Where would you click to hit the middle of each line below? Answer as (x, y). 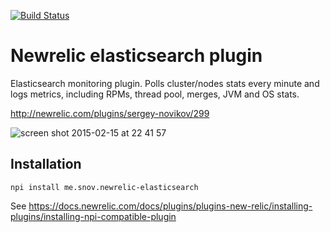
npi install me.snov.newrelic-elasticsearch (104, 187)
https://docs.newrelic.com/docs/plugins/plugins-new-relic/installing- (170, 206)
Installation (46, 164)
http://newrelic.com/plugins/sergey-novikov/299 (110, 113)
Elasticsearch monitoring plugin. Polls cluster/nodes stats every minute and (165, 83)
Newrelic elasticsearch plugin (136, 56)
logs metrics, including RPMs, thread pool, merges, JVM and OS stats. (155, 94)
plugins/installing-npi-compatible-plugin (93, 216)
